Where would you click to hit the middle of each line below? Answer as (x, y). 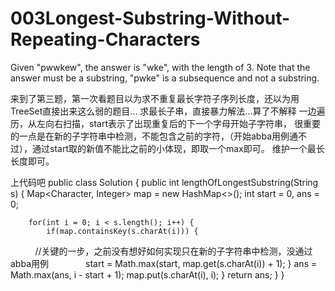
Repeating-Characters (105, 39)
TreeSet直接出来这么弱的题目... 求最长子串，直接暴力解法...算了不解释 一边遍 (168, 111)
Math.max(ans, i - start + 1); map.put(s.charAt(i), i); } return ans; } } (147, 274)
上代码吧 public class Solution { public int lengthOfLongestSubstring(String (164, 182)
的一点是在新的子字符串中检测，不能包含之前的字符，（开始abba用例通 (154, 136)
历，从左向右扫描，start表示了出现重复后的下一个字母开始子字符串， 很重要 (165, 123)
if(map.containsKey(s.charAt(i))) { (122, 231)
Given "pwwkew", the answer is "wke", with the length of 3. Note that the (160, 67)
